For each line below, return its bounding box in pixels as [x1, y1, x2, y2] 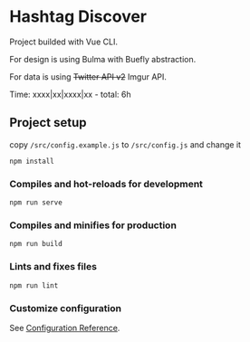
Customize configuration [9, 301, 122, 314]
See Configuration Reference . [9, 322, 120, 333]
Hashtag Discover [9, 6, 148, 27]
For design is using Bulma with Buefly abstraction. [9, 53, 197, 64]
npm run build [9, 240, 63, 249]
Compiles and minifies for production [9, 219, 177, 232]
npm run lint [9, 280, 59, 290]
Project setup [9, 115, 88, 130]
